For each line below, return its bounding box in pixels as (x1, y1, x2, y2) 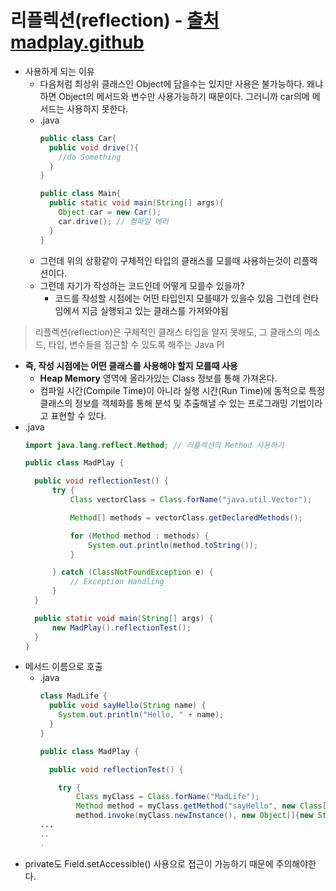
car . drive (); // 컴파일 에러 (58, 216, 169, 226)
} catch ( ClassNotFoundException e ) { (51, 567, 214, 578)
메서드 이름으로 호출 (24, 661, 103, 673)
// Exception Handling (69, 577, 165, 587)
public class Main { (39, 189, 122, 199)
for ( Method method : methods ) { (69, 531, 210, 541)
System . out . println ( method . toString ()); (88, 540, 259, 550)
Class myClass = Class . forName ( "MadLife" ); (75, 792, 260, 802)
